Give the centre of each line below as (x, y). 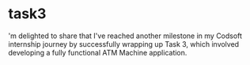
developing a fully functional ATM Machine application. (98, 52)
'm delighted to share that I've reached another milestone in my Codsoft (125, 36)
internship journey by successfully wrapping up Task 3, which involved (124, 44)
